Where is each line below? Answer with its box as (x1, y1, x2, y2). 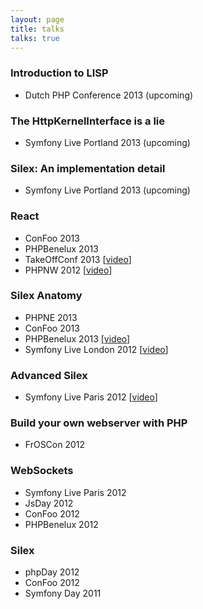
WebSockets (10, 464, 74, 478)
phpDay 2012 (24, 566, 80, 578)
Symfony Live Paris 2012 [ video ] (24, 391, 158, 403)
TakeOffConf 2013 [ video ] (24, 253, 132, 265)
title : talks (10, 24, 65, 34)
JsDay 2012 (24, 497, 74, 509)
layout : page (10, 14, 65, 25)
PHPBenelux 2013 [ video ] (24, 332, 131, 345)
